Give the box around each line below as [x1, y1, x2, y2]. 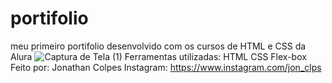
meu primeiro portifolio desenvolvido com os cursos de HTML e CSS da [10, 40, 307, 52]
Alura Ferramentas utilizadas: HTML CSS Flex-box [10, 50, 307, 62]
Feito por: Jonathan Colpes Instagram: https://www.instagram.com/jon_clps [10, 61, 322, 73]
